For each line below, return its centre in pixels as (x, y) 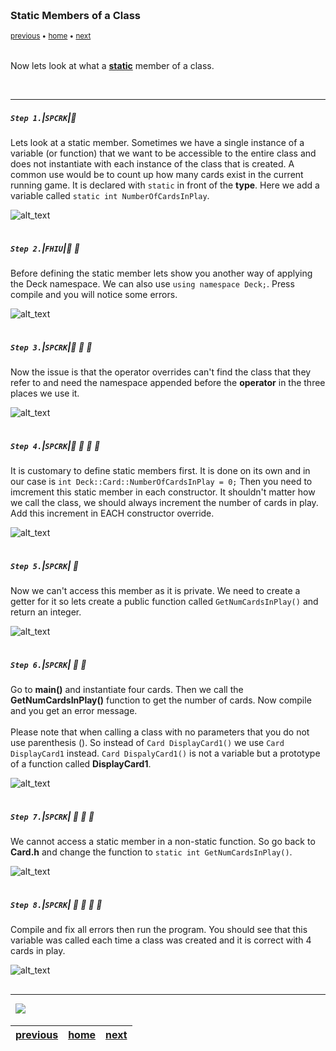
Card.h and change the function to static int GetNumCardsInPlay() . (151, 852)
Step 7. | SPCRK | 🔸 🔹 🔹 (52, 816)
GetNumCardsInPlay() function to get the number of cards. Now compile (161, 700)
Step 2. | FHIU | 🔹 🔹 (45, 248)
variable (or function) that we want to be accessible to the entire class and (163, 153)
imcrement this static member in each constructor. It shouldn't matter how (163, 492)
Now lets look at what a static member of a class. (112, 66)
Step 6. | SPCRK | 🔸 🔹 (48, 664)
